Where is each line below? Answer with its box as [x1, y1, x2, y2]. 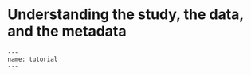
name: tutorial [7, 55, 58, 63]
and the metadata [7, 22, 127, 40]
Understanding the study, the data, [7, 6, 244, 24]
